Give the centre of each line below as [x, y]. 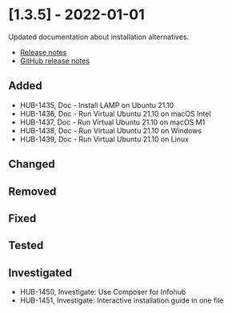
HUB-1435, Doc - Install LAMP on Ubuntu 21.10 [97, 105]
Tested [26, 246]
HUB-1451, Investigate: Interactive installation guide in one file [122, 300]
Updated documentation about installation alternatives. [99, 37]
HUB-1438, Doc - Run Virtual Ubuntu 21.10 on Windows [111, 130]
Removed [32, 191]
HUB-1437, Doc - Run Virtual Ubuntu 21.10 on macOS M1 [112, 122]
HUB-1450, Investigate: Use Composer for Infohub [103, 292]
